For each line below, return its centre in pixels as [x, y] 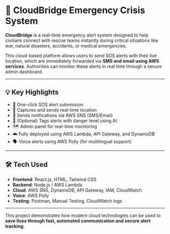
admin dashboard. [24, 72]
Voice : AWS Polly [31, 195]
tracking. [15, 226]
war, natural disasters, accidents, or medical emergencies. [66, 45]
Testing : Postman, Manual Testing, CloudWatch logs [67, 201]
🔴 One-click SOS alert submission [48, 104]
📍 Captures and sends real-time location [55, 110]
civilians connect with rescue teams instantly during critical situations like [82, 40]
